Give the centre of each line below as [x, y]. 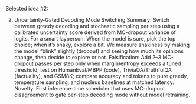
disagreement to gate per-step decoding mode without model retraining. [102, 95]
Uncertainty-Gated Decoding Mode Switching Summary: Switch [92, 20]
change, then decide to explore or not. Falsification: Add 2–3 [88, 57]
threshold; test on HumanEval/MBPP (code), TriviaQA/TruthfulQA [93, 70]
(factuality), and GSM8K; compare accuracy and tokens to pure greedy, [101, 76]
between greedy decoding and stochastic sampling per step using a [97, 26]
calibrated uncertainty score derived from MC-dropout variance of [95, 32]
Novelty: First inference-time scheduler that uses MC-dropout [89, 88]
